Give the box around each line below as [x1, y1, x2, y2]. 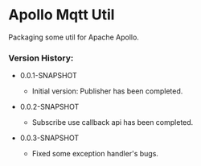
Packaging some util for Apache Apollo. [8, 32, 139, 42]
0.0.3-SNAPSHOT [19, 133, 80, 143]
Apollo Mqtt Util [8, 6, 115, 24]
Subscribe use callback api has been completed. [31, 118, 194, 127]
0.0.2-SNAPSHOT [19, 102, 80, 112]
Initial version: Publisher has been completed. [31, 86, 183, 96]
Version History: [8, 52, 74, 64]
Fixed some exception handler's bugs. [31, 149, 159, 159]
